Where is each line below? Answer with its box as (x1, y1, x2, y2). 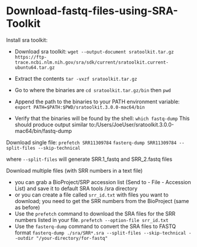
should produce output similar (14, 121, 88, 128)
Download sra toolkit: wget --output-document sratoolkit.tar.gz (14, 47, 175, 55)
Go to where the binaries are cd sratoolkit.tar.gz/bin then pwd (14, 86, 172, 93)
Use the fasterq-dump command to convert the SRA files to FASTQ (14, 223, 176, 230)
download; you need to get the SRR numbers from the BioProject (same (14, 197, 189, 204)
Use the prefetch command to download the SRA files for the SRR (14, 210, 176, 217)
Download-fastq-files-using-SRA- (6, 4, 179, 18)
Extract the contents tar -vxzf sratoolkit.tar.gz (14, 75, 137, 82)
